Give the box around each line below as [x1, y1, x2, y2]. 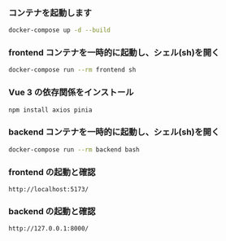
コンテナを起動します [8, 7, 92, 18]
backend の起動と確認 [8, 205, 96, 217]
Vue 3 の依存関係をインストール [8, 87, 134, 99]
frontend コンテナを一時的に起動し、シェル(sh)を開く [8, 47, 220, 59]
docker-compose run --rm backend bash [8, 145, 140, 154]
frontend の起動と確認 [8, 166, 96, 177]
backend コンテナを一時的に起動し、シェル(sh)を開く [8, 126, 220, 138]
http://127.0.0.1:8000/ [8, 225, 89, 233]
